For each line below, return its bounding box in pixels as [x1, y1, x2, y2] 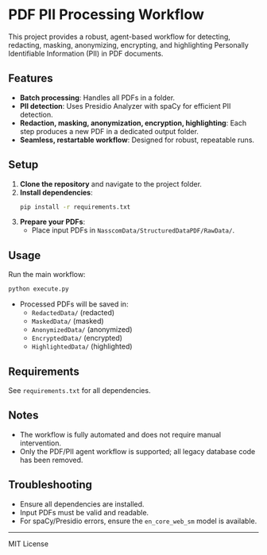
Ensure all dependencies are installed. [19, 499, 145, 509]
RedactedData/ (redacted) [31, 308, 115, 318]
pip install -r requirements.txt [19, 202, 131, 211]
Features [8, 71, 53, 85]
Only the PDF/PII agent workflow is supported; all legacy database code [19, 446, 256, 456]
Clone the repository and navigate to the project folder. [19, 179, 203, 188]
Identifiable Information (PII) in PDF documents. [8, 48, 164, 58]
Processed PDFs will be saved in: [19, 299, 129, 309]
